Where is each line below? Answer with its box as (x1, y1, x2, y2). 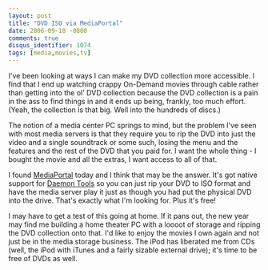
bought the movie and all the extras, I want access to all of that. (8, 155, 218, 164)
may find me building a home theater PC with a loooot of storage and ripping (8, 220, 261, 229)
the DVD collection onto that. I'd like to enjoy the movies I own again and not (8, 228, 260, 237)
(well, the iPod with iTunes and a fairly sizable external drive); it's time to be (8, 245, 258, 255)
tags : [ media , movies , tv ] (8, 49, 91, 57)
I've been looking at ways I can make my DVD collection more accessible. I (8, 71, 254, 80)
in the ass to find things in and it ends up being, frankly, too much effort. (8, 97, 246, 106)
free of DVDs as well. (8, 254, 78, 263)
